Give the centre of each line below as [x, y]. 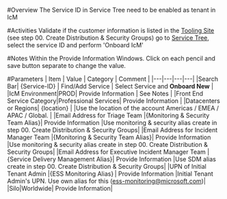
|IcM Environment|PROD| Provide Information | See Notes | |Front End [105, 93]
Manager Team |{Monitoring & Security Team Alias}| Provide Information [109, 137]
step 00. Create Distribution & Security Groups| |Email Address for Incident [112, 130]
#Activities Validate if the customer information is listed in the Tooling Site [111, 31]
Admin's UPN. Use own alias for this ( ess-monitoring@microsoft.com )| [107, 181]
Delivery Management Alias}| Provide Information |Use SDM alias [124, 159]
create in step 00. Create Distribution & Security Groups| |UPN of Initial [107, 166]
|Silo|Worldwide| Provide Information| [60, 188]
